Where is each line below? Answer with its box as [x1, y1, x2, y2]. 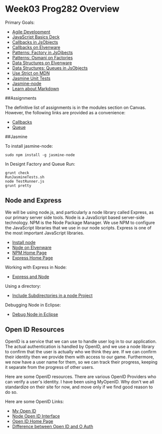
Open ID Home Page [12, 418, 54, 424]
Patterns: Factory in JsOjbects [12, 50, 73, 55]
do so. [5, 389, 18, 395]
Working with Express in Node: [5, 264, 67, 270]
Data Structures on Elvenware [12, 60, 72, 66]
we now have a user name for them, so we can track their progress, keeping [5, 359, 158, 365]
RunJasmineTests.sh [5, 174, 45, 179]
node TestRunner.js [5, 179, 45, 184]
